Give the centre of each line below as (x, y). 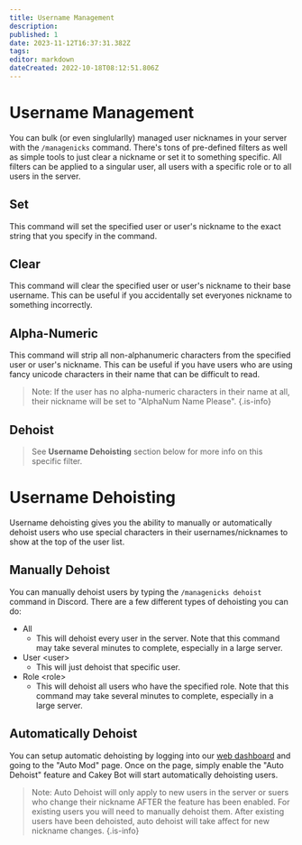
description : (34, 26)
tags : (19, 51)
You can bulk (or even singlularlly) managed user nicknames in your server (148, 137)
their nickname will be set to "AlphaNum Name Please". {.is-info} (151, 402)
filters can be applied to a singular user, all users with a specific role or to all (151, 166)
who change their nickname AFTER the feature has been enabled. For (160, 802)
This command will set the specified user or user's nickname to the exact (145, 226)
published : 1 (34, 34)
